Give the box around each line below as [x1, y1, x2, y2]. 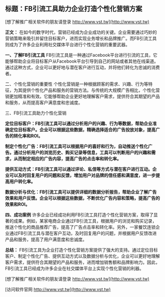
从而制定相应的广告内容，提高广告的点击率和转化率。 [13, 155, 121, 161]
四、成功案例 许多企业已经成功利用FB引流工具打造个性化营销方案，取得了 [5, 212, 154, 218]
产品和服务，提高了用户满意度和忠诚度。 [5, 236, 87, 242]
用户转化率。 [9, 178, 35, 184]
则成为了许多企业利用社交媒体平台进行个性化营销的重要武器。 [5, 41, 130, 47]
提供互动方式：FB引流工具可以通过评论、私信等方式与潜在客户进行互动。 [5, 166, 153, 172]
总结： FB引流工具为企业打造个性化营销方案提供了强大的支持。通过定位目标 [5, 247, 158, 253]
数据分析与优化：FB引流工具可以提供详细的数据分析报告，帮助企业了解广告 [5, 189, 157, 195]
